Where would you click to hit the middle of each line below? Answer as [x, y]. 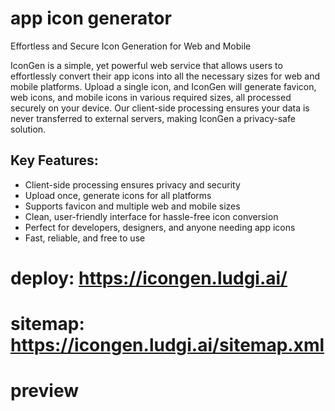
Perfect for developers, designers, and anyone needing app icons [160, 227]
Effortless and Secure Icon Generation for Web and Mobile [131, 46]
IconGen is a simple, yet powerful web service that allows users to [146, 65]
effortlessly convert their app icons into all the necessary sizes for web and [165, 76]
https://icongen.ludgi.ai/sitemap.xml [167, 345]
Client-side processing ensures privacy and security [132, 184]
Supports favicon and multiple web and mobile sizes [132, 206]
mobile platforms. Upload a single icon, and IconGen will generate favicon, [163, 86]
